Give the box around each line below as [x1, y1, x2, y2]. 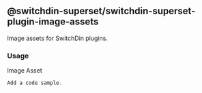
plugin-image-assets [7, 16, 99, 28]
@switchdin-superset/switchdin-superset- [7, 5, 196, 17]
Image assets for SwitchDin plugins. [7, 34, 108, 42]
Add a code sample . [7, 79, 63, 87]
